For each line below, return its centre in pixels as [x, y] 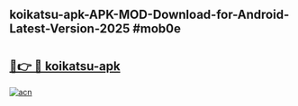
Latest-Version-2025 [70, 29]
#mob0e [157, 29]
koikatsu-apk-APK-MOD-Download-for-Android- [149, 15]
